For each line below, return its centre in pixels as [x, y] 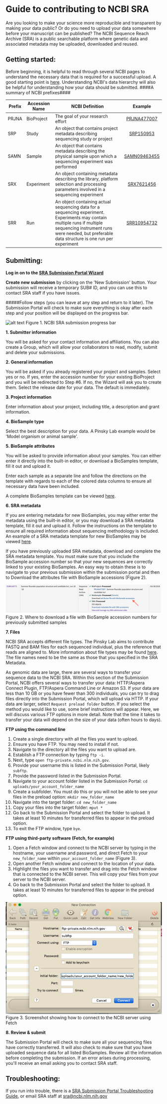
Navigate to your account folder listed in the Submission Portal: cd [80, 781]
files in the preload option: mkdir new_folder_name [63, 797]
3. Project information [28, 397]
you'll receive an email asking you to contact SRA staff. [62, 1063]
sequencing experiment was [84, 161]
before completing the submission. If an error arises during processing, [78, 1058]
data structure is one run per [84, 239]
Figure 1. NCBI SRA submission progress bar [71, 322]
